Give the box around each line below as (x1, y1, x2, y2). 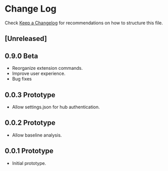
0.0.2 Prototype (5, 118, 56, 127)
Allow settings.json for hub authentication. (12, 104, 100, 110)
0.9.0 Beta (5, 52, 38, 60)
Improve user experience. (12, 70, 66, 76)
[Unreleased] (5, 34, 47, 43)
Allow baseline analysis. (12, 132, 62, 138)
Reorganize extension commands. (12, 65, 83, 71)
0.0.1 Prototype (5, 147, 54, 155)
